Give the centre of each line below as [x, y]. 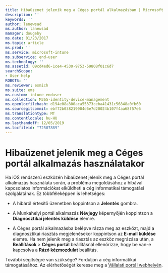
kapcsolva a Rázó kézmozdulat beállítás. [55, 250]
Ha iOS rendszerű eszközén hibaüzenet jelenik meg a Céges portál [75, 177]
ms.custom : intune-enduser [34, 95]
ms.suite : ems [20, 90]
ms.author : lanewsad [27, 29]
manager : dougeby [23, 33]
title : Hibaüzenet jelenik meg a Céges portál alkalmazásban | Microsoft [85, 10]
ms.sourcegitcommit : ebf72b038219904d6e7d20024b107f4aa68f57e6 [73, 109]
